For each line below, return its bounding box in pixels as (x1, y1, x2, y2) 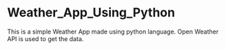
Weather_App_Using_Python (7, 5, 176, 21)
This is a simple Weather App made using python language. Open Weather (7, 27, 219, 36)
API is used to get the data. (7, 34, 84, 42)
